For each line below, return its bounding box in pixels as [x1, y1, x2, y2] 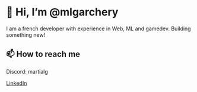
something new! [6, 31, 46, 38]
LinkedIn [6, 80, 27, 87]
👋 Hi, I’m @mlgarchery [6, 5, 119, 19]
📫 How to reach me [6, 49, 81, 59]
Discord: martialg [6, 68, 49, 75]
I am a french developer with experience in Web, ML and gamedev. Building [6, 25, 191, 32]
